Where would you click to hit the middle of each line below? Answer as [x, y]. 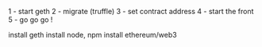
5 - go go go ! [31, 20]
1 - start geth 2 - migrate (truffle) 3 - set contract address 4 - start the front [131, 11]
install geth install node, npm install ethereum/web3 [92, 35]
